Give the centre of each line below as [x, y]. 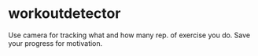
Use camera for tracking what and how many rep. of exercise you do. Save [129, 35]
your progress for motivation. [55, 43]
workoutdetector [64, 14]
